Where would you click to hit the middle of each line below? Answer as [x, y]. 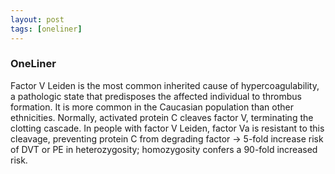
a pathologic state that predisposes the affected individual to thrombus [156, 96]
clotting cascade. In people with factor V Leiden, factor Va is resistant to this [167, 128]
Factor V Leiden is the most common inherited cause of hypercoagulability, [165, 85]
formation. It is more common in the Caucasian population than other [152, 107]
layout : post [37, 19]
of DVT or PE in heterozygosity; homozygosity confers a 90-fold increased [164, 149]
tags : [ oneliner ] [46, 29]
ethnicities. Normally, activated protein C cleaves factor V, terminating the [162, 117]
